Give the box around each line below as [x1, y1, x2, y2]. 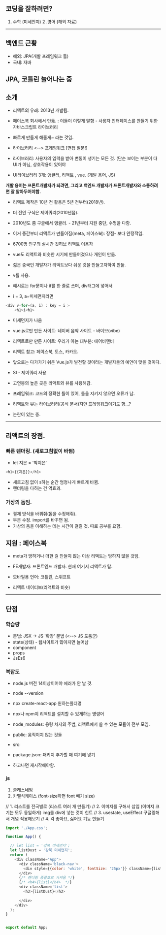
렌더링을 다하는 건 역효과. [12, 485, 62, 491]
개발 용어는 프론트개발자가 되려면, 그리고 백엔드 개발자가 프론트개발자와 [5, 182, 141, 188]
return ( [10, 852, 28, 858]
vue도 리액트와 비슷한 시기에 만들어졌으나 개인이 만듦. [12, 251, 117, 257]
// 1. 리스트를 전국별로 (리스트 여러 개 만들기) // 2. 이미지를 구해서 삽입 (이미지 [5, 803, 155, 809]
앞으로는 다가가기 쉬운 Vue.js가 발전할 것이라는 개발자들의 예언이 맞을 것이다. [12, 359, 161, 365]
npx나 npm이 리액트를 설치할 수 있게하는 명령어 [12, 711, 104, 717]
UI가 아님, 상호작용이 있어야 [12, 161, 66, 167]
